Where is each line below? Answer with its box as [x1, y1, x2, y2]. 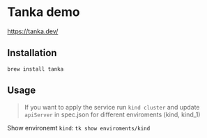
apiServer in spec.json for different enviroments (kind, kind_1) [24, 110, 201, 119]
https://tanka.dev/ [7, 27, 59, 35]
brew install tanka [7, 65, 64, 73]
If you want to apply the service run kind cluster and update [24, 103, 200, 111]
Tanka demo [7, 4, 80, 20]
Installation [7, 47, 57, 59]
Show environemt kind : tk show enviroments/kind [7, 123, 151, 132]
